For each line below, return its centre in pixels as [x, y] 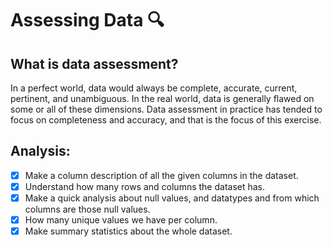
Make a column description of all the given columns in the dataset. [161, 175]
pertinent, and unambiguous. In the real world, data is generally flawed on [162, 98]
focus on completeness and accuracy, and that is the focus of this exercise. [166, 120]
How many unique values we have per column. [121, 220]
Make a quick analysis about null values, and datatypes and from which [172, 198]
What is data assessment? [94, 63]
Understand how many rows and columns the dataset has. [145, 186]
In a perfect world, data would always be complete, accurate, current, [154, 88]
